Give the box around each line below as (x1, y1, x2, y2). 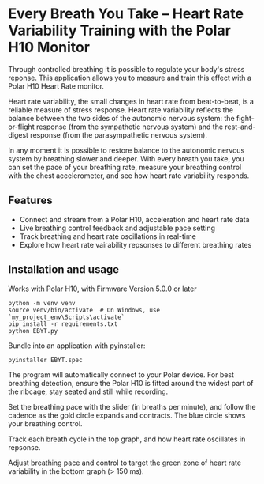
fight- (236, 113, 255, 123)
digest (8, 130, 29, 139)
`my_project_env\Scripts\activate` (8, 313, 125, 321)
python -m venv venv (8, 299, 76, 307)
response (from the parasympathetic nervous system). (30, 130, 207, 139)
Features (8, 194, 53, 207)
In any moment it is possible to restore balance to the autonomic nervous (8, 146, 245, 155)
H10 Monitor (8, 39, 91, 56)
